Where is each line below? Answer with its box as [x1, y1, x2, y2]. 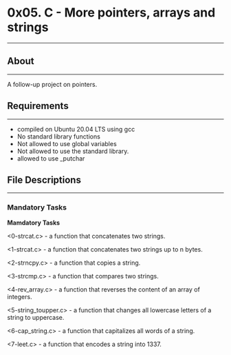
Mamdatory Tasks [7, 219, 60, 227]
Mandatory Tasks [7, 203, 67, 212]
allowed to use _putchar [16, 154, 85, 163]
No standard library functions [16, 132, 101, 141]
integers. [7, 292, 32, 301]
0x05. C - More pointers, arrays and [7, 5, 216, 21]
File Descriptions [7, 174, 81, 185]
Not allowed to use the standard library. [16, 147, 129, 155]
